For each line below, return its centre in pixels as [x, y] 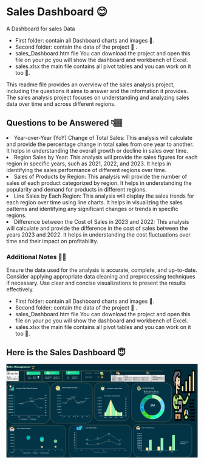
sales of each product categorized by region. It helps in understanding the [99, 183]
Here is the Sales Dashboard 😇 [66, 352]
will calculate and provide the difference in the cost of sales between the [97, 228]
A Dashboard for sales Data [41, 29]
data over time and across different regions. [61, 104]
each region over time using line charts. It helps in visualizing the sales [95, 202]
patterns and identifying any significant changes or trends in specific [92, 209]
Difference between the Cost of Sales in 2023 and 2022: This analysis [102, 221]
